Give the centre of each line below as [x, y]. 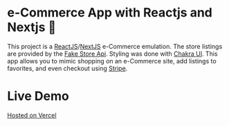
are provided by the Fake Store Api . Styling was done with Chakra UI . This [112, 54]
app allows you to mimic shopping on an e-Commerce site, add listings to [112, 61]
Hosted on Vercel [32, 115]
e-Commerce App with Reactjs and [110, 13]
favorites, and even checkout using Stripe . [67, 68]
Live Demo [38, 96]
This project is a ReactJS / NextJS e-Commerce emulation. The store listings [115, 46]
